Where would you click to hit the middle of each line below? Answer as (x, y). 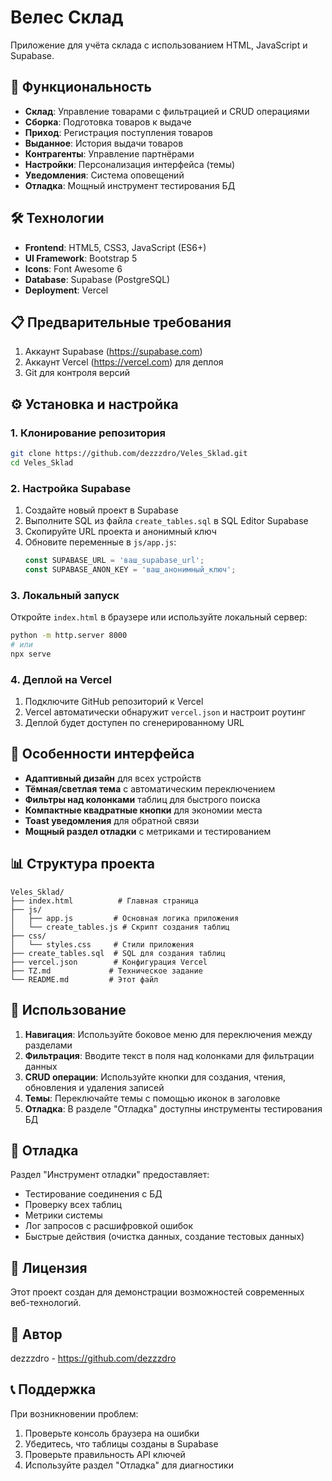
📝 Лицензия (49, 1267)
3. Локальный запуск (65, 595)
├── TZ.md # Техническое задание (106, 971)
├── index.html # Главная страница (104, 901)
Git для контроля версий (77, 373)
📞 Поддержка (53, 1389)
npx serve (31, 654)
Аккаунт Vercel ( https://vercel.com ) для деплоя (124, 362)
